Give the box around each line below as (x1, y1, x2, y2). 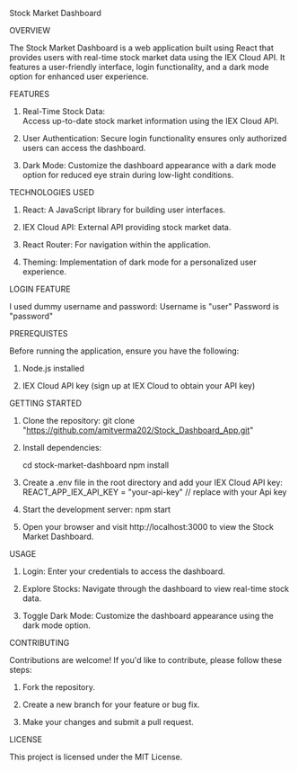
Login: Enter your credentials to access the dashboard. (22, 566, 226, 577)
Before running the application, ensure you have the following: (9, 345, 240, 356)
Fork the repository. (22, 682, 96, 692)
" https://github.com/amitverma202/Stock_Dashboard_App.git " (22, 425, 254, 435)
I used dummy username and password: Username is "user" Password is (9, 301, 280, 311)
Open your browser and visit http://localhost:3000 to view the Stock (22, 522, 274, 532)
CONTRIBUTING (9, 638, 70, 648)
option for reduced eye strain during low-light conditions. (22, 170, 234, 180)
